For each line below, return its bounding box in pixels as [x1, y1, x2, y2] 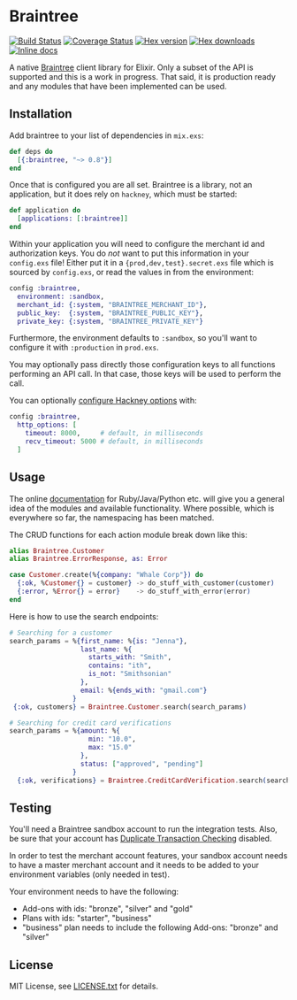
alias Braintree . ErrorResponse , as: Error [9, 555, 168, 564]
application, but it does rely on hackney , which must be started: [9, 188, 238, 200]
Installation [9, 106, 72, 121]
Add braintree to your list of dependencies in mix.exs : [9, 130, 204, 141]
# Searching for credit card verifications [9, 719, 172, 727]
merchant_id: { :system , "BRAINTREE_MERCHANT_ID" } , [17, 300, 208, 309]
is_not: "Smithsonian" [88, 670, 172, 679]
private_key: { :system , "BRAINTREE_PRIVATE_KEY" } [17, 317, 203, 326]
